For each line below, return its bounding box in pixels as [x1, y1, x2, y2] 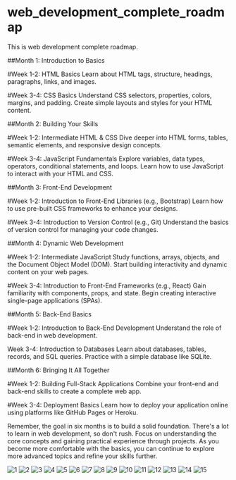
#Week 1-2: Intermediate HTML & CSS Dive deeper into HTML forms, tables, [7, 133, 228, 142]
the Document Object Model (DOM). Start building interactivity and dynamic [7, 260, 228, 269]
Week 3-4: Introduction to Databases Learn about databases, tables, [7, 345, 206, 353]
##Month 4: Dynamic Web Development [7, 239, 124, 247]
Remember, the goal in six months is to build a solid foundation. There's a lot [7, 421, 229, 430]
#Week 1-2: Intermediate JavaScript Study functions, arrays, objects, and [7, 252, 220, 261]
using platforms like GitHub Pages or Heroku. [7, 408, 139, 417]
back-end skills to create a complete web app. [7, 387, 142, 395]
